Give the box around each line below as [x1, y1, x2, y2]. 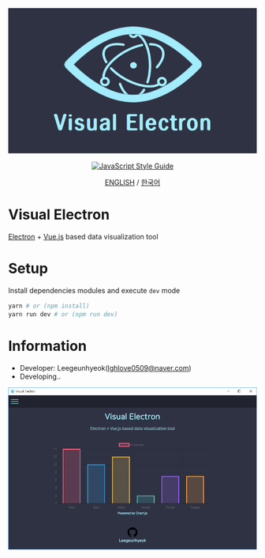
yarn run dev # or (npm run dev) [8, 310, 118, 319]
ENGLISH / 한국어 [104, 178, 161, 187]
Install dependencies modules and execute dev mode [8, 285, 181, 295]
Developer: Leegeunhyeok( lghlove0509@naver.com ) [19, 363, 192, 372]
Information [8, 337, 87, 355]
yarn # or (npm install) [8, 302, 90, 310]
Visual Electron [8, 205, 110, 224]
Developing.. [19, 371, 62, 381]
